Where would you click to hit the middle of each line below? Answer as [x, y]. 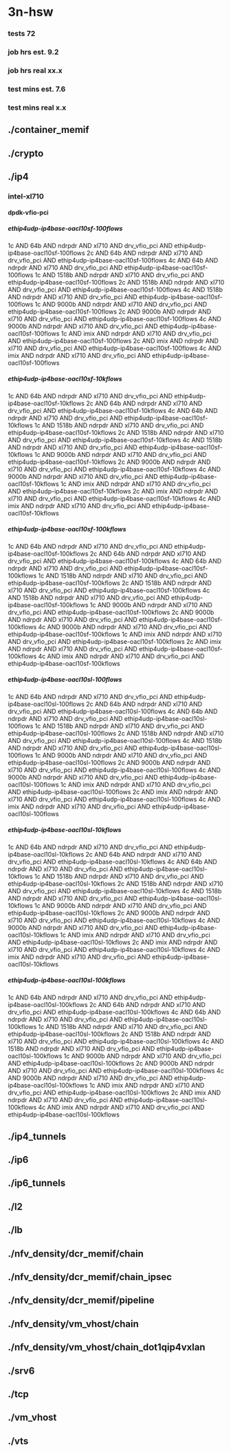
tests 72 [22, 34]
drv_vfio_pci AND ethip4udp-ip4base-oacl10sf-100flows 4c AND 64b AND [113, 261]
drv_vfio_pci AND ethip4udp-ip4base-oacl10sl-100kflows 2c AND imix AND [114, 1093]
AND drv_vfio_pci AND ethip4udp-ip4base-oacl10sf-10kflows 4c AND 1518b [115, 440]
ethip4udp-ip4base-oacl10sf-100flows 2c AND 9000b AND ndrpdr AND [110, 312]
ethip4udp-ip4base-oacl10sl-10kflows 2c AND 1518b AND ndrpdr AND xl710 [115, 884]
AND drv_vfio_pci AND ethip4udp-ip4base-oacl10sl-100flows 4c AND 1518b [115, 741]
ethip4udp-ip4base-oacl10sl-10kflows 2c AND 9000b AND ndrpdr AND [109, 913]
